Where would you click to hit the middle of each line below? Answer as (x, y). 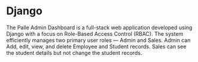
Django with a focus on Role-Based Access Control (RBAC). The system (95, 33)
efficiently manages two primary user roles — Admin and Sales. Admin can (98, 40)
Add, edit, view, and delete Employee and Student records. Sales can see (96, 46)
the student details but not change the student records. (74, 52)
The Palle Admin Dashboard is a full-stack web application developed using (99, 27)
